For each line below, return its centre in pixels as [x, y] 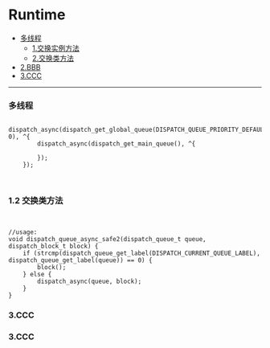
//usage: [23, 232]
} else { [37, 274]
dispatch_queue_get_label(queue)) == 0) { [80, 260]
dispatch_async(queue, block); [90, 281]
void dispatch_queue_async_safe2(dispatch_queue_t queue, [107, 239]
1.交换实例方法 [56, 48]
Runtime [37, 15]
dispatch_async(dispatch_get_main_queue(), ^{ [117, 144]
